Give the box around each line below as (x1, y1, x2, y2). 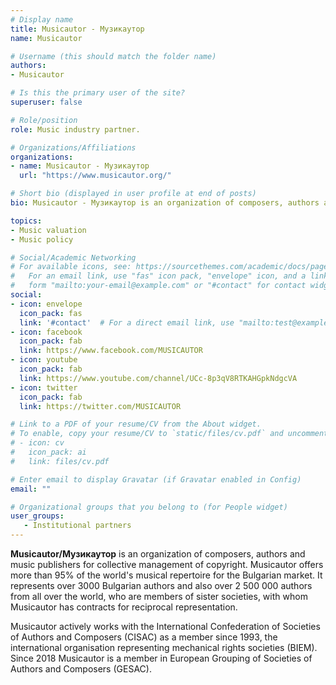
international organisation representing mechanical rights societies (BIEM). (10, 642, 318, 653)
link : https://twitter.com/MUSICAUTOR (19, 401, 182, 411)
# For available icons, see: (10, 262, 132, 272)
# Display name (10, 14, 74, 25)
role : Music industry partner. (10, 124, 141, 135)
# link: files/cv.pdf (10, 456, 110, 466)
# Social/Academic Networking (10, 252, 137, 263)
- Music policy (10, 234, 74, 245)
